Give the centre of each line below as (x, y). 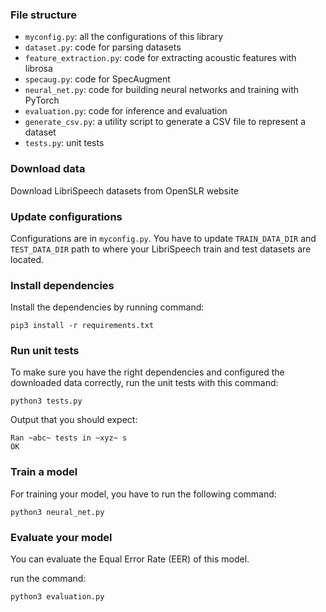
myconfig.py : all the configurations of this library (124, 37)
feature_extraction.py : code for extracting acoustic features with (160, 58)
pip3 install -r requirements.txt (82, 326)
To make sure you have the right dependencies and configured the (147, 372)
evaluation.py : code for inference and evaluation (126, 111)
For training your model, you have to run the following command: (143, 494)
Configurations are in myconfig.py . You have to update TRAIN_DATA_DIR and (163, 238)
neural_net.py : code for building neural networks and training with (162, 90)
